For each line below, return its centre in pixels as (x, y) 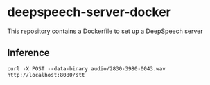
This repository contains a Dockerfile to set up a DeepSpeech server (105, 31)
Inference (28, 53)
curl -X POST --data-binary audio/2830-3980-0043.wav (87, 69)
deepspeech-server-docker (89, 12)
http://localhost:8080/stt (46, 75)
